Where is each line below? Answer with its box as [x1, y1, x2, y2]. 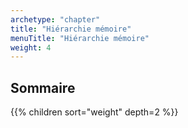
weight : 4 [10, 42, 52, 53]
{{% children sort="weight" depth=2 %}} [10, 106, 179, 118]
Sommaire [10, 79, 76, 96]
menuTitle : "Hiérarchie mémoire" [10, 33, 150, 43]
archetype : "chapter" [10, 14, 101, 25]
